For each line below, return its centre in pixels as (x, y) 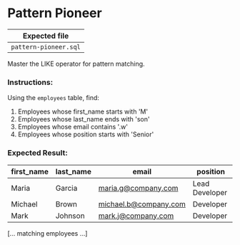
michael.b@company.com (142, 204)
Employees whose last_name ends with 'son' (84, 119)
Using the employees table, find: (54, 98)
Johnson (70, 216)
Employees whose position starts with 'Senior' (86, 134)
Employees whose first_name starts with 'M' (83, 111)
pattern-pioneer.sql (46, 47)
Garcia (66, 188)
